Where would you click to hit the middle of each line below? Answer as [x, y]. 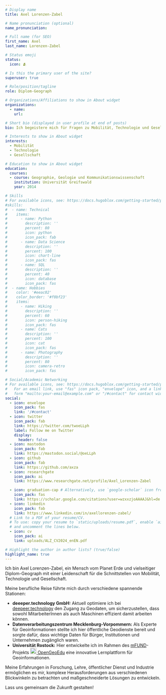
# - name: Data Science [35, 242]
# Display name [21, 10]
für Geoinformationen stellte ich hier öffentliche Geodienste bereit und [84, 630]
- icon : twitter [26, 417]
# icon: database [31, 279]
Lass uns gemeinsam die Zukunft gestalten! [49, 688]
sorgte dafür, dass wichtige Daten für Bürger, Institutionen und [76, 635]
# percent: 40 [27, 274]
